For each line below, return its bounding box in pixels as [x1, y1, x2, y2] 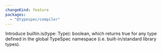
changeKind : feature [5, 7, 49, 13]
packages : [5, 12, 26, 17]
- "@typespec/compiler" [10, 17, 60, 22]
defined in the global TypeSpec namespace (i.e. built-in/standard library [5, 36, 157, 42]
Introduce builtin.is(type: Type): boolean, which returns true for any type [5, 31, 157, 37]
